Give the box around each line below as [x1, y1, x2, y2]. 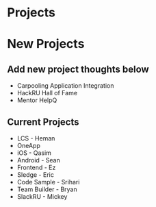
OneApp [16, 142, 41, 149]
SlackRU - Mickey [16, 193, 68, 200]
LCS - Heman [16, 134, 55, 142]
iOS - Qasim [16, 149, 51, 157]
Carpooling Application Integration [16, 82, 114, 90]
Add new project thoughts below [7, 63, 149, 75]
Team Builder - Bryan [16, 185, 77, 193]
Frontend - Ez [16, 163, 56, 171]
